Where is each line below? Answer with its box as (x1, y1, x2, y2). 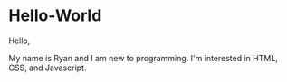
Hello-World (8, 5, 102, 26)
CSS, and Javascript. (8, 62, 87, 73)
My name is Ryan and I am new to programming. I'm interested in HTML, (8, 52, 278, 63)
